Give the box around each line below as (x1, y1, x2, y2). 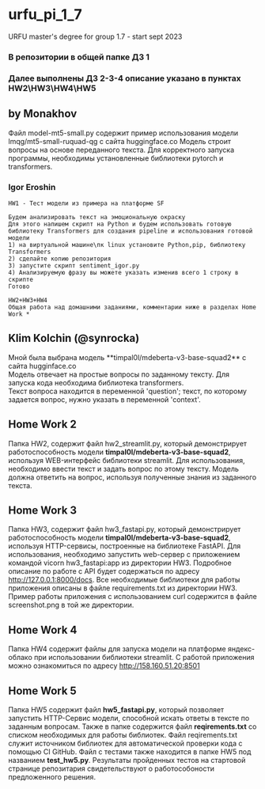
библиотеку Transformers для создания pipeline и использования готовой (8, 227, 253, 235)
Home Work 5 (8, 684, 77, 697)
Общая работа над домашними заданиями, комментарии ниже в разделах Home (8, 303, 257, 311)
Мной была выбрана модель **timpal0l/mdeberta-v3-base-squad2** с (8, 352, 247, 362)
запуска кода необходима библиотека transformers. (8, 377, 184, 387)
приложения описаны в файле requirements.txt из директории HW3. (8, 583, 237, 593)
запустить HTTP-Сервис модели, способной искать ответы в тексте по (8, 713, 250, 723)
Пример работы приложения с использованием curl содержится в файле (8, 592, 257, 601)
